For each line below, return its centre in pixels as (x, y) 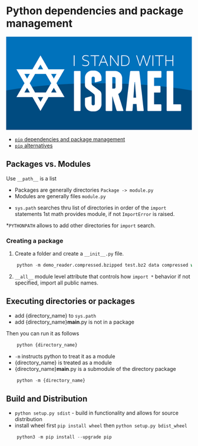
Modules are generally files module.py (60, 196)
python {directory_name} (47, 345)
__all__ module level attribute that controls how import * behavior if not (102, 276)
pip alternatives (34, 146)
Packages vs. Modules (49, 164)
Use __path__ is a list (32, 178)
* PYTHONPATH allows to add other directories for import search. (81, 225)
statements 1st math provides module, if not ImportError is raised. (95, 214)
